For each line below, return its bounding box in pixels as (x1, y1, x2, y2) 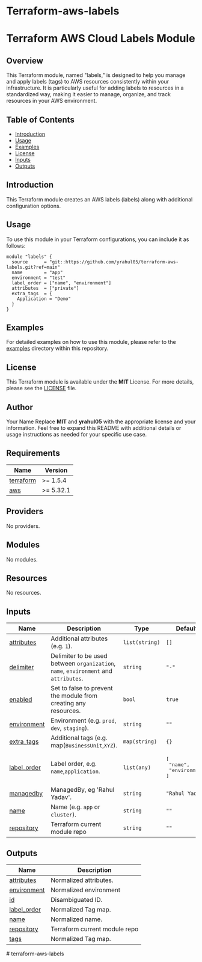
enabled (9, 696, 32, 704)
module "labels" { (6, 254, 52, 260)
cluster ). (50, 810, 77, 819)
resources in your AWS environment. (6, 97, 97, 105)
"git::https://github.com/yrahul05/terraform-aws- (49, 259, 179, 265)
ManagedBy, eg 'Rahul (50, 786, 115, 794)
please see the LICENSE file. (6, 385, 77, 392)
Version (44, 466, 68, 474)
